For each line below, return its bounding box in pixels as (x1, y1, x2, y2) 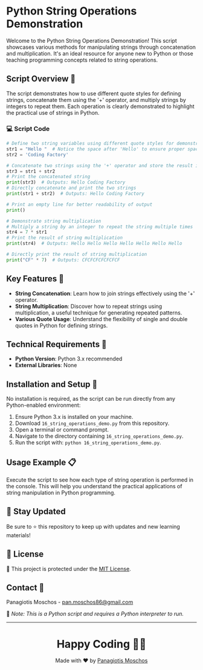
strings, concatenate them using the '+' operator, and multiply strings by (6, 96, 186, 103)
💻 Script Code (6, 124, 50, 133)
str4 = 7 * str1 (6, 229, 47, 235)
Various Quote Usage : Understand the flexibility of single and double (14, 315, 188, 322)
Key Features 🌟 (6, 273, 65, 284)
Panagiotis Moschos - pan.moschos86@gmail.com (6, 599, 134, 606)
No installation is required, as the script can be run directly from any (6, 395, 176, 403)
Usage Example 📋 (6, 457, 77, 467)
